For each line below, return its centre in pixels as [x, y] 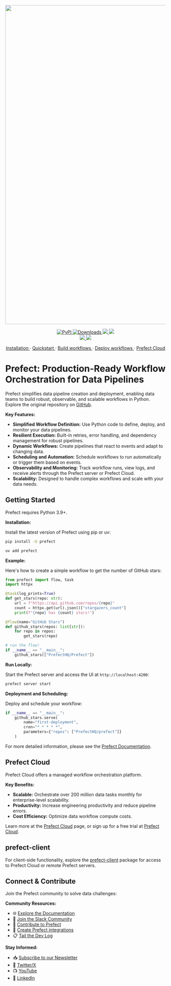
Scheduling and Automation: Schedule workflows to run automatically [87, 456]
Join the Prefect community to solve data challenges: [61, 894]
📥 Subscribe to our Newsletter [45, 958]
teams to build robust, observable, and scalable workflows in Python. [78, 399]
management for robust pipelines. [48, 440]
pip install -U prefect [31, 541]
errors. [20, 811]
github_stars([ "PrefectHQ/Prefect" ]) [54, 655]
